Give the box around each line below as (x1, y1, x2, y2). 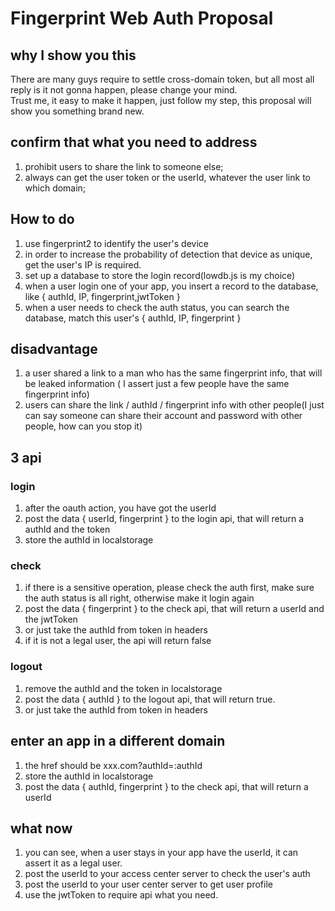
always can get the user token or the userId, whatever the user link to (24, 171, 311, 183)
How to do (10, 211, 75, 228)
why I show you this (10, 47, 137, 64)
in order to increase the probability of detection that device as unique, (24, 248, 313, 260)
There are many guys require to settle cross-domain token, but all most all (10, 73, 315, 85)
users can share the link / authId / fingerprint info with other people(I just (24, 399, 325, 411)
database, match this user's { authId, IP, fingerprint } (24, 312, 242, 324)
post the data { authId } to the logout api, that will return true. (24, 693, 276, 705)
